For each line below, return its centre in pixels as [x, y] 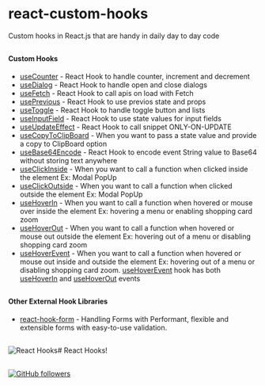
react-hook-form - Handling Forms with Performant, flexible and [124, 319]
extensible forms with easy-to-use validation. [93, 327]
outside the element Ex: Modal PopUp [81, 194]
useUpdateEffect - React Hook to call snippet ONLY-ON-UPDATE [125, 127]
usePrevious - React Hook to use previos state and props [113, 101]
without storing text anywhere [68, 160]
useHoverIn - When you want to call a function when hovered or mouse [136, 202]
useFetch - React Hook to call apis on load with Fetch [106, 93]
